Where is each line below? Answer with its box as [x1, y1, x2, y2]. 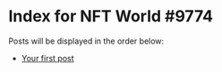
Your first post [21, 52, 74, 63]
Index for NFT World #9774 [8, 6, 214, 27]
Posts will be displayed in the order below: [8, 36, 165, 46]
